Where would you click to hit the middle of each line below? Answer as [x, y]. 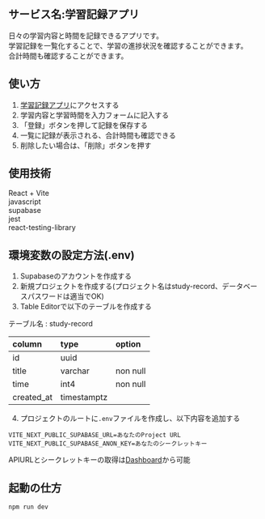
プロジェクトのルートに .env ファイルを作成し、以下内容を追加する [130, 419]
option [128, 344]
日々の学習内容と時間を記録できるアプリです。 [86, 36]
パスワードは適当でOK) [66, 296]
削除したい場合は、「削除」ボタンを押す [86, 145]
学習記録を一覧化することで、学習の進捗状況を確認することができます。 [128, 45]
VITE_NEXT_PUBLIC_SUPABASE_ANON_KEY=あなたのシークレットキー [108, 444]
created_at [33, 398]
